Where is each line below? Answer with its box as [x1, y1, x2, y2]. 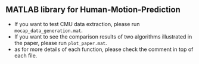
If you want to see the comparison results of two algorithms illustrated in [14, 33, 192, 40]
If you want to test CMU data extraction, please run [14, 20, 140, 27]
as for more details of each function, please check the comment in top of [14, 46, 194, 53]
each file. [14, 52, 38, 59]
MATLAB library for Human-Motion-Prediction [5, 5, 181, 15]
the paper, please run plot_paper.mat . [14, 39, 108, 46]
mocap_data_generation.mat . [14, 27, 83, 34]
